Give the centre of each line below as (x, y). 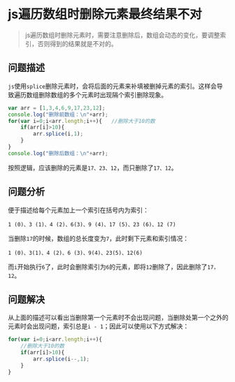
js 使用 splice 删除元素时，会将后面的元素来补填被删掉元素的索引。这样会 (113, 86)
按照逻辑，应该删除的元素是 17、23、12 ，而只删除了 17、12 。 (93, 168)
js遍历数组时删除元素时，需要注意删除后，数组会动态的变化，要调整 (122, 35)
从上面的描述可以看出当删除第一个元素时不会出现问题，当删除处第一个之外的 (118, 318)
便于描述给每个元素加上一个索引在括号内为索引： (78, 210)
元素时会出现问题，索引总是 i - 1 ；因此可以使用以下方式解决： (99, 326)
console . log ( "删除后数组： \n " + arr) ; (58, 153)
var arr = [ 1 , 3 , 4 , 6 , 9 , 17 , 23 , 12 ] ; (57, 108)
